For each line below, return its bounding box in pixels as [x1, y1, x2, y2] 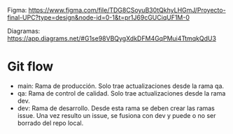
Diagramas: [7, 27, 41, 35]
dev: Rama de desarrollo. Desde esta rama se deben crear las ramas [17, 104, 216, 112]
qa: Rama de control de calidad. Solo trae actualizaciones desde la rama [17, 89, 226, 97]
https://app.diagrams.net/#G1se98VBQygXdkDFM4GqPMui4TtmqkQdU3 [7, 34, 217, 43]
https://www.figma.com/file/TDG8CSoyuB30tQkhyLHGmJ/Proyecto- [28, 6, 226, 14]
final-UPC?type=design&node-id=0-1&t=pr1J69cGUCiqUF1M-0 [7, 13, 190, 22]
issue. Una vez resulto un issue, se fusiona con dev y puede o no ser [17, 111, 216, 119]
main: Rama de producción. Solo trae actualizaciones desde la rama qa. [17, 82, 225, 90]
